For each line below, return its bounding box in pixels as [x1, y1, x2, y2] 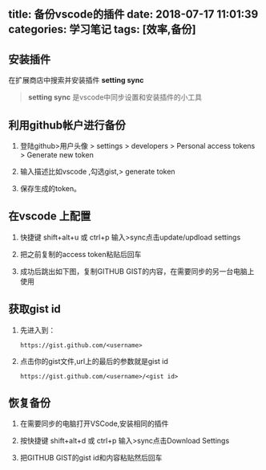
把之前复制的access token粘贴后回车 [19, 249, 142, 259]
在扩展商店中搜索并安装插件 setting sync [8, 76, 144, 85]
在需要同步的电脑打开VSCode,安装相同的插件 [19, 419, 169, 428]
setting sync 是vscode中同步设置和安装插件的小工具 [27, 92, 203, 102]
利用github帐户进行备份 [8, 118, 127, 132]
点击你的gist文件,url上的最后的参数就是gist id [19, 356, 168, 366]
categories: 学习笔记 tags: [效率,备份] [8, 22, 196, 36]
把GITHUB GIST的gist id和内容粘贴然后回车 [19, 453, 163, 463]
